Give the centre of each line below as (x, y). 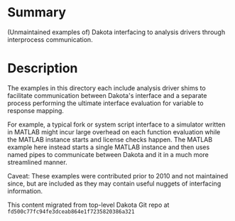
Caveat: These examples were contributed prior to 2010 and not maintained (118, 176)
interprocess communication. (50, 39)
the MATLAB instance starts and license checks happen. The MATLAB (110, 139)
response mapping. (35, 110)
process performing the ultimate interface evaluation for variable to (105, 103)
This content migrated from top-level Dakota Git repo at (88, 205)
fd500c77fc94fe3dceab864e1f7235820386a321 (71, 211)
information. (25, 191)
